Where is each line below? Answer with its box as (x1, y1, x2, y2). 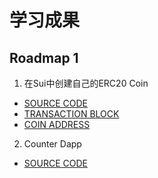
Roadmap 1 (9, 49, 79, 66)
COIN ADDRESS (23, 119, 91, 130)
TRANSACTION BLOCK (23, 108, 120, 120)
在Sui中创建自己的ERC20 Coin (23, 77, 149, 89)
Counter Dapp (23, 138, 82, 150)
